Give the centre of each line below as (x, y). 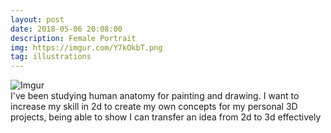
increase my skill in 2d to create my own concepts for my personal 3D (154, 107)
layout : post (37, 19)
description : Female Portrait (73, 38)
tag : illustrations (51, 57)
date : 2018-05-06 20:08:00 (66, 29)
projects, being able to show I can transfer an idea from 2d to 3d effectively (166, 117)
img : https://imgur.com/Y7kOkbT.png (86, 47)
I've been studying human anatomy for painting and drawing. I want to (155, 96)
